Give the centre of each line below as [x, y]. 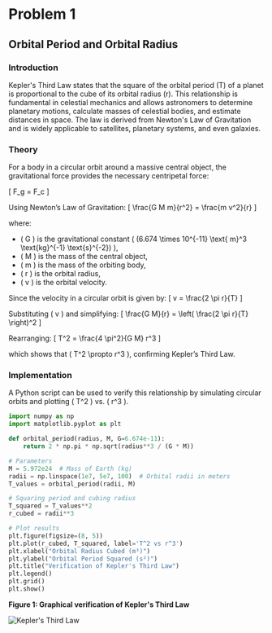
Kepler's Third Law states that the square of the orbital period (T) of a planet [136, 85]
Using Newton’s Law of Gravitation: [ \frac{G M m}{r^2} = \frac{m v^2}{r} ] [133, 208]
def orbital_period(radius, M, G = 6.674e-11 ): [86, 439]
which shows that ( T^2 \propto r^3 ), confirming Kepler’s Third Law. [122, 354]
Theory [23, 149]
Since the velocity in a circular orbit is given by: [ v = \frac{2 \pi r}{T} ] [126, 298]
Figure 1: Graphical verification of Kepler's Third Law [99, 604]
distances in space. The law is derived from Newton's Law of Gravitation [130, 120]
